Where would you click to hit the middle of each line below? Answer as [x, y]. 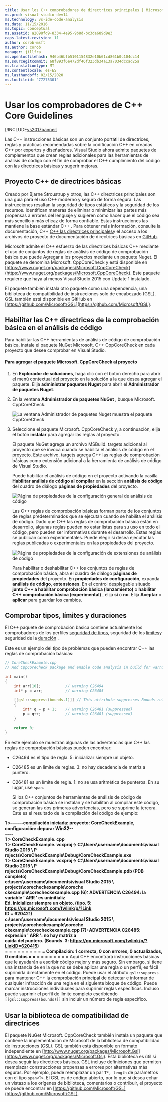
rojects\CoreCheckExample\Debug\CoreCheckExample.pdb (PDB [74, 871]
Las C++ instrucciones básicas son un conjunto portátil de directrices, [77, 139]
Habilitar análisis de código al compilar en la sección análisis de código [87, 481]
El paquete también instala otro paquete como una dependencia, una [76, 288]
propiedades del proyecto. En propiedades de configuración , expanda [86, 578]
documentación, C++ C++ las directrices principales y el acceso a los [76, 231]
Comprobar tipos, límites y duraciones [66, 616]
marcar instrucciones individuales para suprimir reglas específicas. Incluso [82, 989]
